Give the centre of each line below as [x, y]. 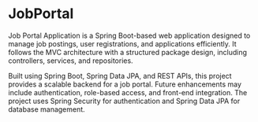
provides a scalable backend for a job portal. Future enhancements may [125, 84]
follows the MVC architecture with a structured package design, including [127, 52]
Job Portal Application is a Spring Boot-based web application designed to [129, 35]
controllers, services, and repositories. [71, 61]
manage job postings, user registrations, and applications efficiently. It [122, 43]
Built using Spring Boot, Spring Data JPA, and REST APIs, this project [120, 76]
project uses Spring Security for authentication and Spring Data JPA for [124, 101]
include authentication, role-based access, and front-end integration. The [128, 92]
